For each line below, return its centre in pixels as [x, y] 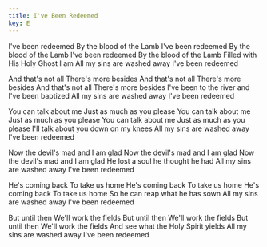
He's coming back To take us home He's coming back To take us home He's [134, 184]
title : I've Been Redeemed [53, 16]
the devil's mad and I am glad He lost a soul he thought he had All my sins [130, 160]
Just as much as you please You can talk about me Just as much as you [127, 119]
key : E [19, 23]
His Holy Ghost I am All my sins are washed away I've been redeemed [123, 63]
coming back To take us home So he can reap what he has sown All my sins [133, 193]
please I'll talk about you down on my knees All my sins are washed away [129, 128]
